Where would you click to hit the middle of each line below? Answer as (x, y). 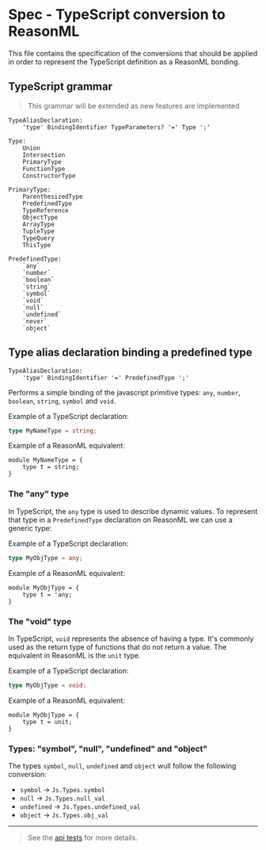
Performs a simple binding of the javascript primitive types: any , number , (125, 392)
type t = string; (51, 467)
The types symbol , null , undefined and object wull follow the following (122, 766)
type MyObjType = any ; (46, 558)
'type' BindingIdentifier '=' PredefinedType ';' (106, 378)
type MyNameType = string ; (53, 431)
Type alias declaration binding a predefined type (130, 353)
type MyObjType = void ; (47, 685)
